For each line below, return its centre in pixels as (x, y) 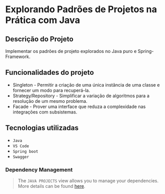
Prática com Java (43, 20)
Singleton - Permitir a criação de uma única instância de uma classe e (86, 85)
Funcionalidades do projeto (50, 73)
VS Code (21, 146)
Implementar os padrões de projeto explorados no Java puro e (71, 51)
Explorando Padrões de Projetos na (81, 9)
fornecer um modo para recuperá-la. (51, 90)
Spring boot (25, 151)
